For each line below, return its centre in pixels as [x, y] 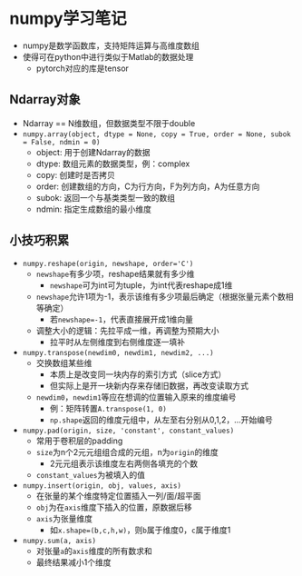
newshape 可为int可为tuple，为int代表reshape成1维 [141, 285]
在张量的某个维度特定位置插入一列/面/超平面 [118, 495]
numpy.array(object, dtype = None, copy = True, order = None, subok [157, 134]
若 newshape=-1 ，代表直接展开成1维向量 [121, 319]
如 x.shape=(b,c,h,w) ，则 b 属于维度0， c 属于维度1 [140, 530]
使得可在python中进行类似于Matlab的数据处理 [108, 56]
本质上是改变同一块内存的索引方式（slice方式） [138, 374]
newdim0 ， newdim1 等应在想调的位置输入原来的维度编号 [136, 397]
